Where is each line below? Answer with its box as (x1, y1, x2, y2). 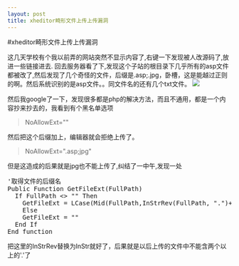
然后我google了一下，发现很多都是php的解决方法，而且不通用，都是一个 (7, 94, 220, 103)
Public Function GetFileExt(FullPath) (7, 185, 143, 193)
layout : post (7, 10, 46, 18)
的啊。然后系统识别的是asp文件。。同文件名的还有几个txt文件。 (7, 79, 191, 88)
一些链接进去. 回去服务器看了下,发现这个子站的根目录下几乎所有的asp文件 (13, 61, 229, 70)
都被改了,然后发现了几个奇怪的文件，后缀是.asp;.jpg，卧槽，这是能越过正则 (7, 71, 228, 79)
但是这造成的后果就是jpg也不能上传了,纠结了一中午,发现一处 (7, 161, 183, 170)
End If (14, 220, 38, 228)
